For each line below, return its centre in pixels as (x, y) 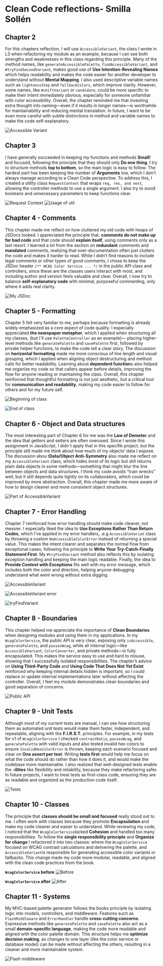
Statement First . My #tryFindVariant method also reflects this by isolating (80, 555)
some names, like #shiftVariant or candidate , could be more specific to (77, 90)
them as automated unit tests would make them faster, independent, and (77, 728)
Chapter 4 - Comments (41, 218)
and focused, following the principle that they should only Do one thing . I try (81, 162)
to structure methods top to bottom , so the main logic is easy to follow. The (81, 167)
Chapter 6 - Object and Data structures (65, 424)
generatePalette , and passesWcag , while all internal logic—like (66, 645)
